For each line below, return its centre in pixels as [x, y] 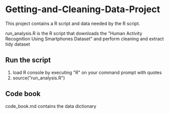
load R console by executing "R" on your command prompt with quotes [87, 72]
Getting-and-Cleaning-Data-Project [83, 9]
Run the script [28, 60]
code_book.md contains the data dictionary [51, 106]
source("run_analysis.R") [39, 78]
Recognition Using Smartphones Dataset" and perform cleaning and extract [84, 39]
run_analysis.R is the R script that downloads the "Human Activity [74, 33]
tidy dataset [18, 44]
